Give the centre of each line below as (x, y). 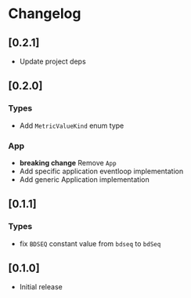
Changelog (45, 14)
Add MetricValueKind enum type (72, 125)
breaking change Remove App (68, 162)
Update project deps (52, 61)
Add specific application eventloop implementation (101, 171)
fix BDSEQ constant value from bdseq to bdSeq (90, 243)
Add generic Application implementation (85, 179)
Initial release (41, 287)
